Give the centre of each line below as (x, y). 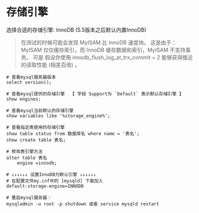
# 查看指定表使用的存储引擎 (36, 127)
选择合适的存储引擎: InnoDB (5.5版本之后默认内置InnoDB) (77, 30)
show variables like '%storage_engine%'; (58, 116)
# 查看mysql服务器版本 (31, 77)
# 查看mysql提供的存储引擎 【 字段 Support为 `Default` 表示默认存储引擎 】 (95, 94)
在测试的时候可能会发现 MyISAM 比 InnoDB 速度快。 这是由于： (99, 42)
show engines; (24, 99)
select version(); (29, 82)
